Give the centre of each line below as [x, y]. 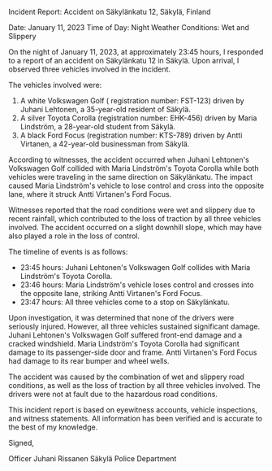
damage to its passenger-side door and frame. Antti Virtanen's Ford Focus [133, 352]
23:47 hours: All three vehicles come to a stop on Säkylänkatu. [125, 302]
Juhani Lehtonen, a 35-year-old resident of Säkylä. [105, 109]
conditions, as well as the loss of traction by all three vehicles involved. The [135, 385]
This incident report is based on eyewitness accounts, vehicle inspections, [133, 410]
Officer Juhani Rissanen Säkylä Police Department [93, 458]
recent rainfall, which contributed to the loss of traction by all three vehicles [135, 218]
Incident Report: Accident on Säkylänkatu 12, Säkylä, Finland [110, 12]
